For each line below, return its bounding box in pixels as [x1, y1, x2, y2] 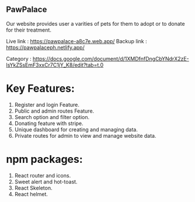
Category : [6, 55, 32, 62]
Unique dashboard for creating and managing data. [14, 126, 138, 133]
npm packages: [6, 152, 83, 166]
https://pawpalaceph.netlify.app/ [6, 44, 85, 51]
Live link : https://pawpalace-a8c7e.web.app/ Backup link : [6, 37, 147, 44]
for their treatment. [6, 26, 51, 33]
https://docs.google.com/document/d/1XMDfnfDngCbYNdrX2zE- [32, 55, 190, 62]
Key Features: [6, 82, 75, 95]
